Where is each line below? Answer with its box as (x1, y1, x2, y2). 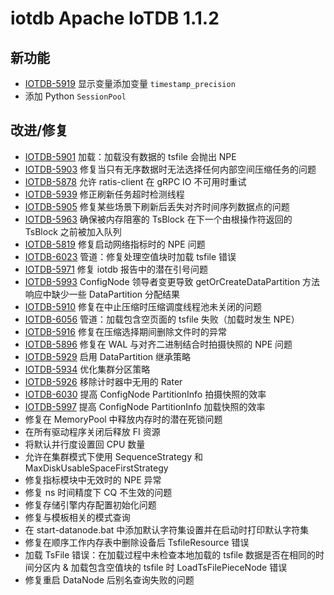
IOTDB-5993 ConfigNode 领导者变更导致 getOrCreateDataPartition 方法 (24, 275, 321, 287)
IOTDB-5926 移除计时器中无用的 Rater (24, 375, 183, 387)
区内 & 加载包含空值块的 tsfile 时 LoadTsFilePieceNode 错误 (42, 561, 288, 573)
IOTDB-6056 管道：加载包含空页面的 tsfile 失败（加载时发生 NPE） (24, 313, 300, 325)
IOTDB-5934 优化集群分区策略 (24, 363, 151, 375)
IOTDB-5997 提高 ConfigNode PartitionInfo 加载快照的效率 (24, 400, 266, 412)
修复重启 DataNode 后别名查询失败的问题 (24, 573, 195, 586)
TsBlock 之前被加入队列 (24, 225, 122, 237)
